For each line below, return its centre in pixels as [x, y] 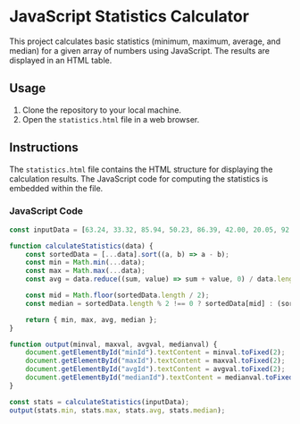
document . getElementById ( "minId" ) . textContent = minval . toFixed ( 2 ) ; [155, 352]
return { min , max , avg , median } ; [92, 319]
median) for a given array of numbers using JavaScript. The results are [140, 50]
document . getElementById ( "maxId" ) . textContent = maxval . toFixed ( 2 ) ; [155, 361]
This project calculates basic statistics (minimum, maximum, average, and [145, 41]
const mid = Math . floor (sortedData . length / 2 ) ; [117, 296]
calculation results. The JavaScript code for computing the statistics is [139, 178]
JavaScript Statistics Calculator [129, 17]
